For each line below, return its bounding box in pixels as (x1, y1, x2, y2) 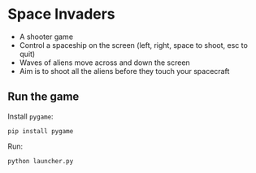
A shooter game (19, 32, 74, 41)
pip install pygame (7, 127, 74, 135)
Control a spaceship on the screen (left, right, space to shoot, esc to (19, 40, 249, 50)
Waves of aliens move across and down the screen (19, 58, 190, 67)
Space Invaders (7, 5, 115, 24)
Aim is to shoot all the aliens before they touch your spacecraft (19, 66, 230, 76)
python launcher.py (7, 157, 74, 165)
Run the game (7, 90, 80, 104)
